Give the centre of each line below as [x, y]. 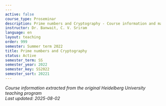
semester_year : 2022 [26, 65]
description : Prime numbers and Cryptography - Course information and [80, 23]
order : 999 [16, 42]
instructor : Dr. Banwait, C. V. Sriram [46, 28]
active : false [20, 14]
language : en [19, 33]
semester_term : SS [24, 60]
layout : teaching [23, 37]
